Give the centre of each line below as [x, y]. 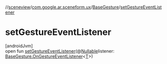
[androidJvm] [19, 46]
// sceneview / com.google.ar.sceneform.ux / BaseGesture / [63, 7]
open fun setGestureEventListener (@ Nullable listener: [60, 51]
